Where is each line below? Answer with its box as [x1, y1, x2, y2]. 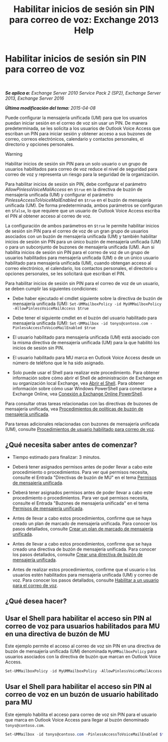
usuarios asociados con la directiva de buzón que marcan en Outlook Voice [5, 653, 161, 659]
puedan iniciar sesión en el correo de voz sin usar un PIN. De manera [5, 120, 147, 126]
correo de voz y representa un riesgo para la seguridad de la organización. [5, 171, 159, 177]
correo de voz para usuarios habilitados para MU [5, 622, 160, 630]
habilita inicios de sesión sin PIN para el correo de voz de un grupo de [5, 249, 149, 255]
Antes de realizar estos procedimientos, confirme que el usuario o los [12, 566, 156, 572]
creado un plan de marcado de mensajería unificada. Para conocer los [12, 520, 157, 527]
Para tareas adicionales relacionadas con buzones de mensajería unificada [5, 421, 159, 427]
